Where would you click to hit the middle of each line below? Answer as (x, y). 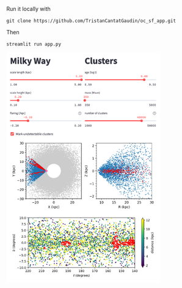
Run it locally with (28, 9)
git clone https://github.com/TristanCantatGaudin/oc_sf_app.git (91, 21)
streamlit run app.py (34, 44)
